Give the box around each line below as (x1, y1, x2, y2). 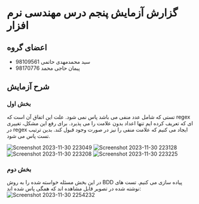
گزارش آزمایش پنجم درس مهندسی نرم (7, 6, 178, 20)
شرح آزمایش (7, 82, 50, 92)
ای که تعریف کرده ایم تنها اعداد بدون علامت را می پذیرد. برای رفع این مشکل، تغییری (7, 119, 194, 126)
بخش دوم (7, 165, 32, 173)
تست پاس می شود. (7, 132, 50, 140)
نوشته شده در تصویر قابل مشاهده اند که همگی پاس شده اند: (7, 185, 142, 192)
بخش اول (7, 100, 32, 108)
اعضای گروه (7, 42, 47, 52)
